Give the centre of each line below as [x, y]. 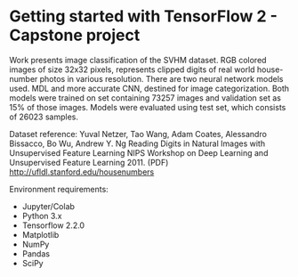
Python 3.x [42, 216]
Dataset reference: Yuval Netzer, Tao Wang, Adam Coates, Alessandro [138, 134]
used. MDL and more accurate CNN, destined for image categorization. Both [149, 88]
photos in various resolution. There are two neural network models [161, 78]
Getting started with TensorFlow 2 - [144, 16]
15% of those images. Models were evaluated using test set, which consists [148, 107]
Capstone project [75, 35]
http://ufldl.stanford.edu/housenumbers [82, 172]
